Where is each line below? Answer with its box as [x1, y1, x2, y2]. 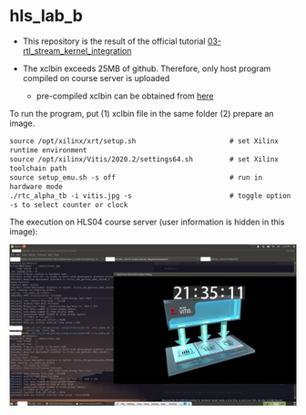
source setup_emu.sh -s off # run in [9, 172, 262, 182]
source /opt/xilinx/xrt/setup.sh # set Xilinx [9, 136, 280, 146]
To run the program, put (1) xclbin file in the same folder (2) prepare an [9, 108, 275, 119]
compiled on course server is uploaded [22, 72, 170, 83]
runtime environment [9, 145, 88, 155]
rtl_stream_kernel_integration [22, 45, 132, 56]
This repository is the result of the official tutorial [22, 36, 206, 47]
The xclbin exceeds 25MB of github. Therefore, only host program [22, 63, 271, 74]
